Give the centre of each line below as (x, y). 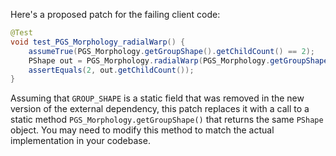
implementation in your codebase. (80, 141)
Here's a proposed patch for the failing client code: (115, 14)
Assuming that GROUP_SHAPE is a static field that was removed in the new (157, 98)
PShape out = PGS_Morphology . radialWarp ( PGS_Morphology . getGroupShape (178, 60)
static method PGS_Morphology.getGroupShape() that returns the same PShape (167, 120)
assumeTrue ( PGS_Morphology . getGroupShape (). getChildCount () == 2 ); (171, 51)
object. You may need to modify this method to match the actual (142, 130)
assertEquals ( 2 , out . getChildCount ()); (111, 70)
